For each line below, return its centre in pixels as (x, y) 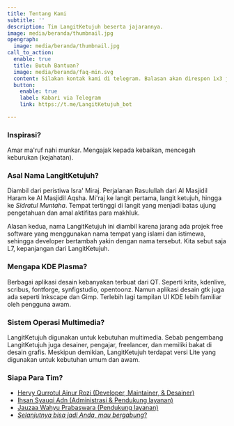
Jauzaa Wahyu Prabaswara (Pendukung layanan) (88, 408)
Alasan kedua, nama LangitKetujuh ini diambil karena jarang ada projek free (115, 227)
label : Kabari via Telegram (60, 98)
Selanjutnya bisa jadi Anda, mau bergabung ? (82, 415)
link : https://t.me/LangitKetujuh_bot (76, 105)
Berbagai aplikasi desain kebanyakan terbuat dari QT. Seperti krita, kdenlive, (117, 282)
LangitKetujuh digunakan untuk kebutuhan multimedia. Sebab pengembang (115, 337)
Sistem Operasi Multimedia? (56, 322)
